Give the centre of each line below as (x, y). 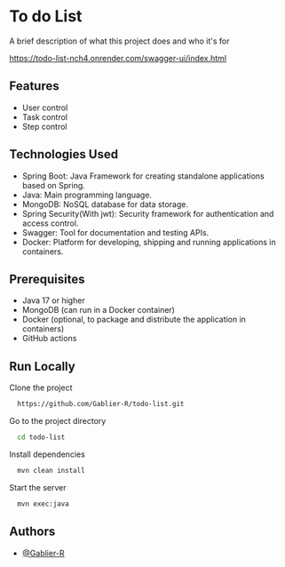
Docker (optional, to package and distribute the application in (134, 319)
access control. (50, 223)
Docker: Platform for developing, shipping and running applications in (149, 242)
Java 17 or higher (54, 300)
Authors (32, 532)
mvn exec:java (43, 504)
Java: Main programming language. (87, 195)
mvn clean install (51, 470)
